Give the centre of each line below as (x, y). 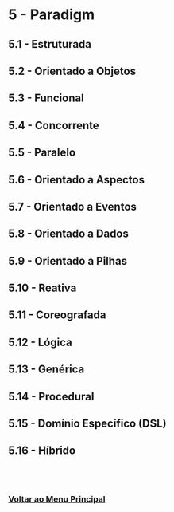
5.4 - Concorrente (54, 125)
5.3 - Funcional (46, 98)
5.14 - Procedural (51, 396)
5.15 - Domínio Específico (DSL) (87, 424)
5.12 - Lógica (41, 342)
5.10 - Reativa (43, 288)
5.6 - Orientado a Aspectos (77, 180)
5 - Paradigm (52, 15)
